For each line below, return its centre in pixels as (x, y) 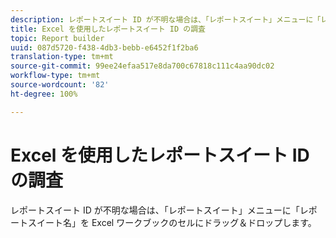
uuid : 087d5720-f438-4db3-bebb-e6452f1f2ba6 (104, 47)
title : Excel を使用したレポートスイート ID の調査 (108, 29)
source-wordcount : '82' (60, 85)
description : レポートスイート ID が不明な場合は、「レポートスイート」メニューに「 (166, 19)
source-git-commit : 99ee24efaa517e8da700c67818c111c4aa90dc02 (142, 66)
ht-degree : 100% (44, 94)
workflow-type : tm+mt (55, 76)
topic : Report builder (57, 38)
